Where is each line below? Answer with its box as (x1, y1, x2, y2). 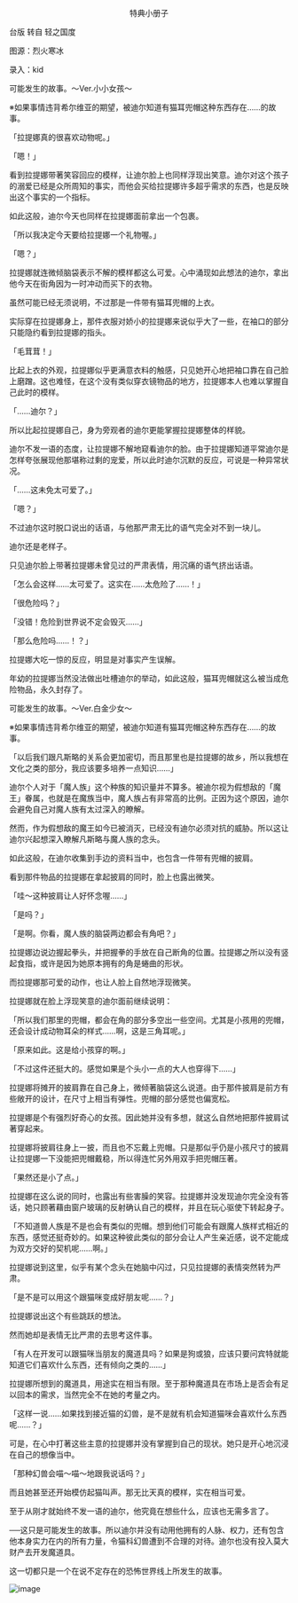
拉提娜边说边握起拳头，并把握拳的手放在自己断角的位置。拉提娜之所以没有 (9, 947, 281, 957)
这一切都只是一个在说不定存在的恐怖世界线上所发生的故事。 (9, 1566, 227, 1576)
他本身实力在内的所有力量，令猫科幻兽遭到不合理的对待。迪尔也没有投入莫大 (9, 1536, 289, 1546)
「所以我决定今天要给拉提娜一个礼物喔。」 (9, 230, 161, 240)
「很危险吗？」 (9, 598, 64, 608)
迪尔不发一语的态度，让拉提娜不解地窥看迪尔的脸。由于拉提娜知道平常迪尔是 (9, 444, 289, 454)
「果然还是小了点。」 (9, 1172, 83, 1183)
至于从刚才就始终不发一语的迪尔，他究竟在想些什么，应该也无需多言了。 (9, 1506, 273, 1516)
